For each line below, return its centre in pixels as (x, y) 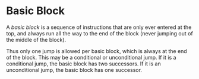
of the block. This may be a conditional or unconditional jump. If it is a (91, 57)
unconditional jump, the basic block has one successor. (74, 70)
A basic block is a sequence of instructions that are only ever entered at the (99, 27)
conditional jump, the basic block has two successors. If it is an (84, 64)
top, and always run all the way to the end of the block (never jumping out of (99, 33)
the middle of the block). (36, 39)
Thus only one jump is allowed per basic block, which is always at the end (97, 51)
